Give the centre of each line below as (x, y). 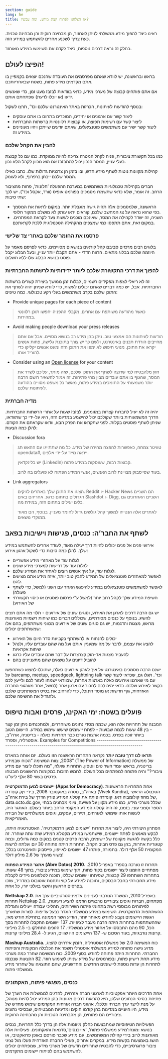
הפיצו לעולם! (25, 64)
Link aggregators (30, 482)
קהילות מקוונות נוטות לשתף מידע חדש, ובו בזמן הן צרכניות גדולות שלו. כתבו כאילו (81, 171)
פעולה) (19, 592)
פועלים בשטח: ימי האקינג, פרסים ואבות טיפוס (73, 712)
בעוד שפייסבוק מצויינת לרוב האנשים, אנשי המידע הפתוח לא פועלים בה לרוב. (89, 472)
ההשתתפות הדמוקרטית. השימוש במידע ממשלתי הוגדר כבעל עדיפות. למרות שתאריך (84, 912)
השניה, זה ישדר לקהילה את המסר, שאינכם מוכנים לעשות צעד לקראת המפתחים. (88, 218)
